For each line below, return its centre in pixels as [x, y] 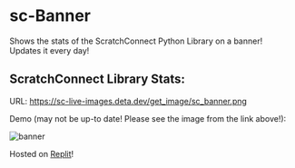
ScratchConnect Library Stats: [98, 79]
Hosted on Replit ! [42, 153]
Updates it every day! [49, 50]
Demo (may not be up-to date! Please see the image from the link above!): [148, 118]
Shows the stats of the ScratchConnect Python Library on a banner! [136, 41]
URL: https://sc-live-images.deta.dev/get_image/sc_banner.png [128, 101]
